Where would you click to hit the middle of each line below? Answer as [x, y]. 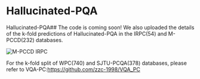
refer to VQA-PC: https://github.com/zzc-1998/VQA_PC [73, 69]
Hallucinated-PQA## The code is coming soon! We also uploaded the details [100, 27]
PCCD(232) [20, 40]
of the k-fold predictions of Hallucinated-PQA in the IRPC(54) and [87, 33]
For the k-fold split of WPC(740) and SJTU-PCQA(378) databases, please [96, 63]
